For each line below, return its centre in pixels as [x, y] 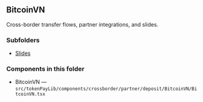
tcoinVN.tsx [30, 94]
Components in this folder [45, 69]
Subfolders [23, 40]
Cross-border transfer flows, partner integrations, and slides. [82, 24]
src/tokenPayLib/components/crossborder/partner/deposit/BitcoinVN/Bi [106, 89]
